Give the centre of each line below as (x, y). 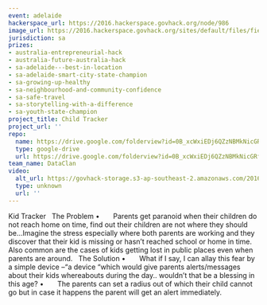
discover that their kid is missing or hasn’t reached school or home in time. (130, 241)
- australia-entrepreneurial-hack (66, 53)
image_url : (26, 30)
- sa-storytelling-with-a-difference (71, 104)
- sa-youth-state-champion (53, 112)
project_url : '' (35, 127)
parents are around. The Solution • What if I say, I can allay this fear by (132, 258)
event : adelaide (35, 16)
